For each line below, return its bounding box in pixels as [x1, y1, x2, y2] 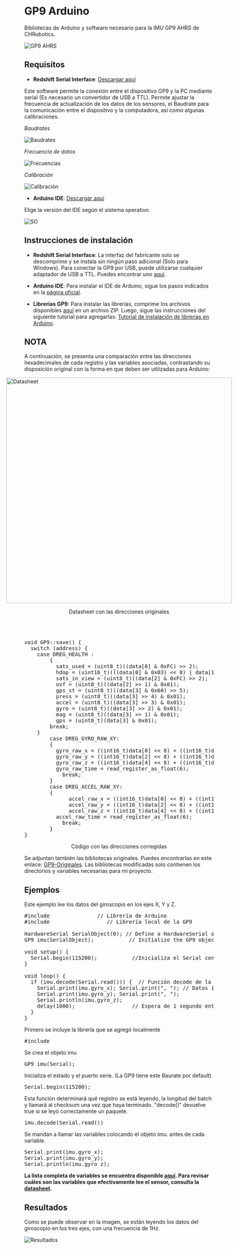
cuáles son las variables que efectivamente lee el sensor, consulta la [24, 1179, 200, 1186]
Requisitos [24, 60, 65, 70]
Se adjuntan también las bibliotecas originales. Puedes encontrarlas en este [24, 855, 212, 862]
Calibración [24, 171, 53, 178]
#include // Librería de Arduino [24, 913, 167, 919]
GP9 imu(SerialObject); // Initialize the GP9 [24, 937, 196, 943]
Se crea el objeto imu [24, 1049, 77, 1056]
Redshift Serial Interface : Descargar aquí [32, 75, 136, 82]
